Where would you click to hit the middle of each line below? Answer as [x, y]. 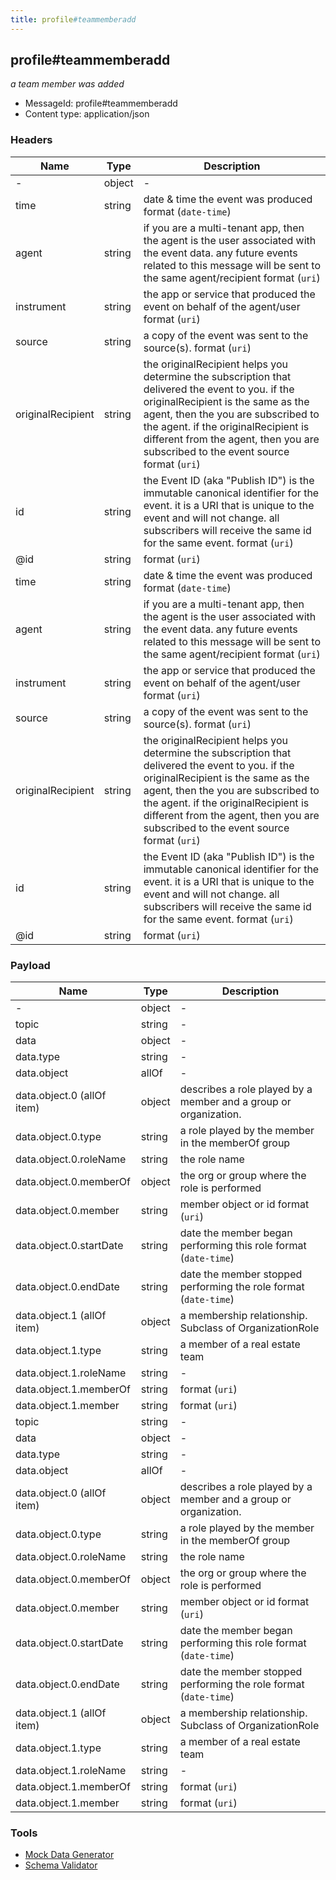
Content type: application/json [87, 114]
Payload [30, 965]
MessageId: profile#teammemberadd [101, 103]
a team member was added [67, 84]
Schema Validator [61, 1865]
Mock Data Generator [69, 1855]
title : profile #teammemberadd [73, 19]
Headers [31, 140]
